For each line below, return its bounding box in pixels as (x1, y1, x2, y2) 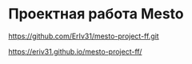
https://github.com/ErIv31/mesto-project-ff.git (8, 31, 159, 41)
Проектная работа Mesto (8, 5, 184, 23)
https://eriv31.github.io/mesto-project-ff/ (8, 46, 142, 56)
